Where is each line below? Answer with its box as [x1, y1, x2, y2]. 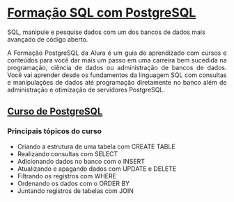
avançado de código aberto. [7, 35, 88, 43]
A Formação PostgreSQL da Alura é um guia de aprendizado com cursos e [7, 49, 227, 57]
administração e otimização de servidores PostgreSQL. [7, 85, 166, 94]
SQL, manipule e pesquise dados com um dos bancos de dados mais [7, 28, 205, 36]
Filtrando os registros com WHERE [17, 171, 117, 180]
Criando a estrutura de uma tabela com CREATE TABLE [17, 142, 175, 151]
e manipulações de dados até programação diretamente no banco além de [7, 78, 227, 86]
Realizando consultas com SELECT [17, 149, 118, 158]
